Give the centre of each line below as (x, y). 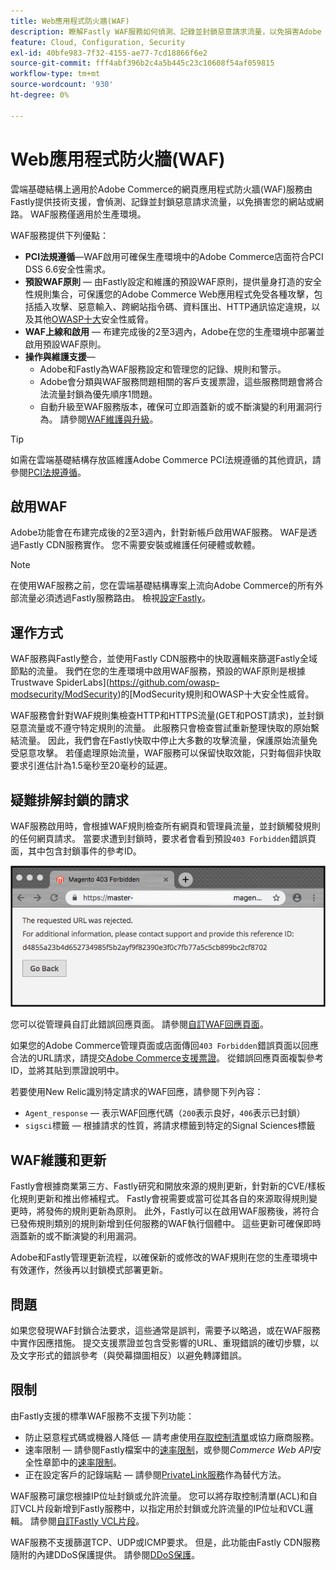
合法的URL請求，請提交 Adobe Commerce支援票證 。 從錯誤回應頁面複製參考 (167, 1058)
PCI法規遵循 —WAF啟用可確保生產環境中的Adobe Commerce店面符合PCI (174, 256)
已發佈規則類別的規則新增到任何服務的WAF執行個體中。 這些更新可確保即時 (166, 1224)
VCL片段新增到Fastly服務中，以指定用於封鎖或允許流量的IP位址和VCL (161, 1508)
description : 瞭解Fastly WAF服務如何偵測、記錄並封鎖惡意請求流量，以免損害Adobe (166, 31)
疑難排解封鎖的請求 (69, 800)
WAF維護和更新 (58, 1160)
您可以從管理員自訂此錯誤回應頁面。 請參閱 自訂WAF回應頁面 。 (139, 1024)
